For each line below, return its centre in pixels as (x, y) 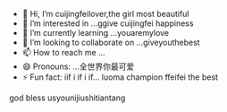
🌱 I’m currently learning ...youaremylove (96, 33)
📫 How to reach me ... (63, 52)
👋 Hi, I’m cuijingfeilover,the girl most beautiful (105, 14)
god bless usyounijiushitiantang (67, 98)
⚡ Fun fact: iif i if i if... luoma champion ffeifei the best (120, 77)
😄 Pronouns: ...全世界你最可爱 (78, 66)
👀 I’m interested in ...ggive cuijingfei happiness (108, 23)
